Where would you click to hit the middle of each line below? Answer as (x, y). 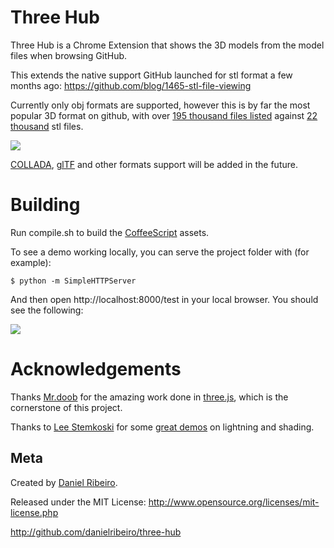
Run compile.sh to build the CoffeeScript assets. (110, 232)
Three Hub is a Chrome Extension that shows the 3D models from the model (167, 45)
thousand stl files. (47, 126)
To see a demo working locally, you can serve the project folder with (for (160, 252)
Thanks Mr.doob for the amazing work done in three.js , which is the (149, 397)
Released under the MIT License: (78, 502)
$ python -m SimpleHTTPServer (73, 281)
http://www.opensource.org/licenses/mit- (234, 502)
